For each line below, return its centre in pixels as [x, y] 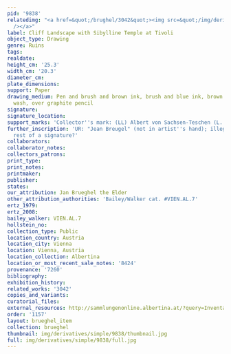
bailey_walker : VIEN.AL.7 [44, 218]
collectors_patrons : [37, 155]
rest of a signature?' [46, 135]
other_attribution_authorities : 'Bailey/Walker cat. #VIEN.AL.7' [102, 199]
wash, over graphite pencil [54, 103]
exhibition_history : [37, 282]
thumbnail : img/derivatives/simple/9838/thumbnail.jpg [87, 334]
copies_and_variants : [38, 295]
